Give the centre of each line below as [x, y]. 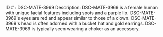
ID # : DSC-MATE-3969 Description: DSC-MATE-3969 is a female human [82, 7]
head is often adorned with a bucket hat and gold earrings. [83, 23]
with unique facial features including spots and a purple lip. [67, 13]
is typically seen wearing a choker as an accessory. [86, 29]
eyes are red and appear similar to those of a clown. [75, 18]
